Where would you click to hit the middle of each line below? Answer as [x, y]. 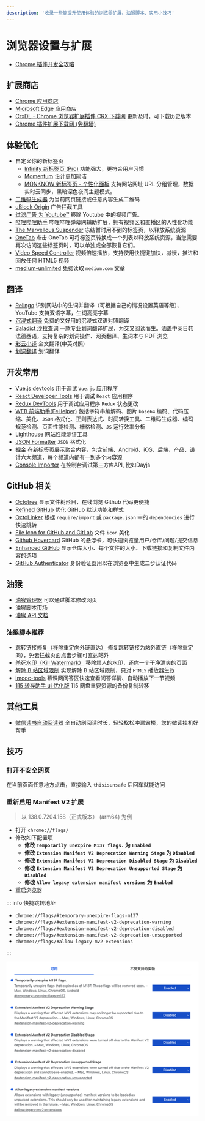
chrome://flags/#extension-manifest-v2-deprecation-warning [93, 922]
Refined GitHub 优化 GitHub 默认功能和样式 [69, 509]
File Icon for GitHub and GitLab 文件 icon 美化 [72, 532]
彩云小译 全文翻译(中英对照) [50, 343]
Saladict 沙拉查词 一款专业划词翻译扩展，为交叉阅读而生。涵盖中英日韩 [104, 328]
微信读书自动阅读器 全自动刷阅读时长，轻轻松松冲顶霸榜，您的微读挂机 [104, 722]
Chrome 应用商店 [37, 101]
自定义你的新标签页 [39, 161]
